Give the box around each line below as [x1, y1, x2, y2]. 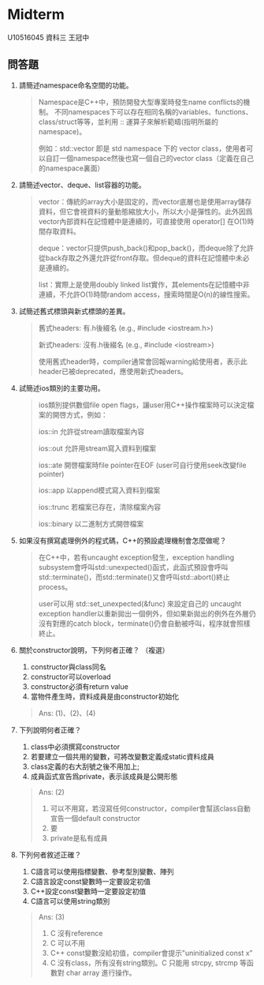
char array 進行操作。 [65, 968, 136, 977]
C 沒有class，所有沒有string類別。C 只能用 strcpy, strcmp [50, 957, 238, 968]
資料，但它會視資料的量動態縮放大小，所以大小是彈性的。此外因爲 [38, 207, 253, 216]
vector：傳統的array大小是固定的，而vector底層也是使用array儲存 [38, 197, 252, 206]
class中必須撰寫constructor [30, 742, 120, 751]
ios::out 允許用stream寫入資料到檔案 [38, 444, 157, 453]
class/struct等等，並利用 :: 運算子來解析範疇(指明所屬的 [38, 117, 218, 126]
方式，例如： [65, 410, 108, 419]
